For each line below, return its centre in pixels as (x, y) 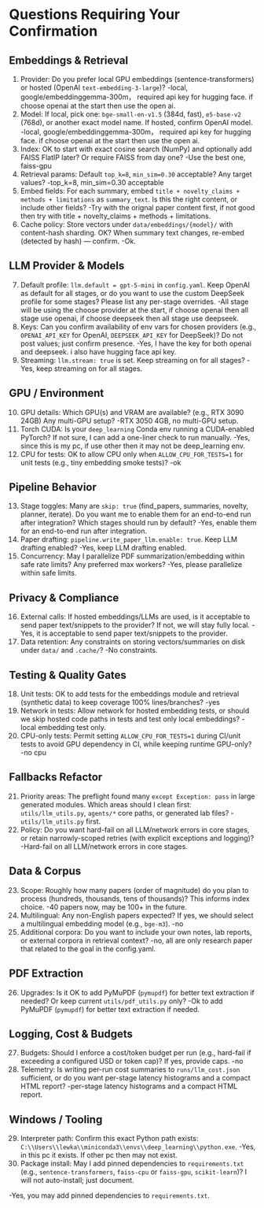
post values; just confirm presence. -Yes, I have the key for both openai (136, 343)
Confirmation (53, 31)
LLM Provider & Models (67, 266)
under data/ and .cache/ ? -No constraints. (89, 650)
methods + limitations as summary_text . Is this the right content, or (129, 199)
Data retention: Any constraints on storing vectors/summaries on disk (133, 642)
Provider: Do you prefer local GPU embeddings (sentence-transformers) (137, 79)
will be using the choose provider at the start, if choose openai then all (134, 309)
